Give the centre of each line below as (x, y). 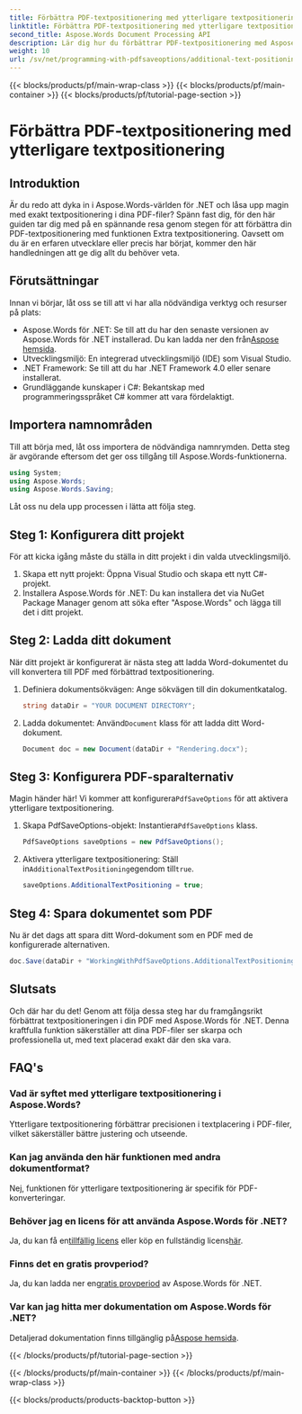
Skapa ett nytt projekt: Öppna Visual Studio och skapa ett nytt (137, 574)
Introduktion (45, 183)
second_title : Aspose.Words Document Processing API (110, 34)
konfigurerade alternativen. (60, 945)
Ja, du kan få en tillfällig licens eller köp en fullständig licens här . (126, 1240)
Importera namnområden (81, 425)
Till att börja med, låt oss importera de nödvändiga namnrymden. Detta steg (150, 446)
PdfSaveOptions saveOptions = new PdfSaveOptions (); (123, 842)
